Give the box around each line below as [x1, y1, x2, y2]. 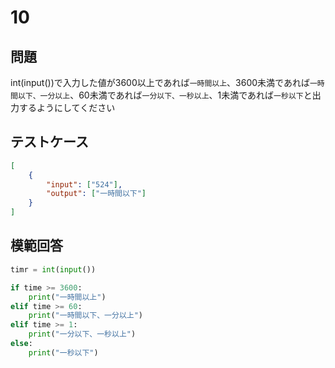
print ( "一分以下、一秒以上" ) [28, 329, 137, 340]
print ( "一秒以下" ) [28, 347, 99, 358]
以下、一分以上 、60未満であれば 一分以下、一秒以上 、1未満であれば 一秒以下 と [17, 89, 313, 101]
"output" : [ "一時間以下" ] [46, 189, 147, 199]
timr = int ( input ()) [10, 264, 97, 275]
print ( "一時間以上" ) [28, 292, 107, 302]
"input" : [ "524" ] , [46, 179, 123, 190]
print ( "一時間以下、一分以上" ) [28, 311, 144, 321]
